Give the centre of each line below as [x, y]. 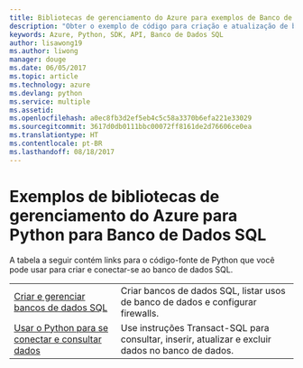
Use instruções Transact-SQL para [195, 327]
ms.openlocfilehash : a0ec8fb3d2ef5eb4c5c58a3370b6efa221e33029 [131, 118]
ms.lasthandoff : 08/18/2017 [62, 152]
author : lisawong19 [46, 43]
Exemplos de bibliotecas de [115, 196]
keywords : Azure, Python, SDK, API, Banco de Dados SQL [116, 34]
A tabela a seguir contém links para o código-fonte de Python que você [142, 260]
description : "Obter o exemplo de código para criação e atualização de [149, 26]
